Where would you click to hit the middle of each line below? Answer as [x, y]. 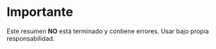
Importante [40, 12]
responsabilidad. [31, 38]
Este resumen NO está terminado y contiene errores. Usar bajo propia [108, 31]
